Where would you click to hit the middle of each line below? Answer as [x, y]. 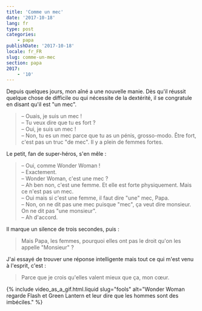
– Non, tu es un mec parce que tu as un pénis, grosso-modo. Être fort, [109, 136]
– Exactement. [39, 172]
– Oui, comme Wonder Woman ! [61, 166]
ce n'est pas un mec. [47, 192]
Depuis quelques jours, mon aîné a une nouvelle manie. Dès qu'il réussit [96, 91]
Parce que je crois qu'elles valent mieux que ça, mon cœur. [95, 278]
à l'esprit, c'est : [26, 266]
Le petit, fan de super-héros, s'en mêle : [56, 154]
